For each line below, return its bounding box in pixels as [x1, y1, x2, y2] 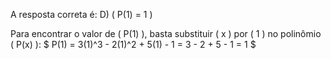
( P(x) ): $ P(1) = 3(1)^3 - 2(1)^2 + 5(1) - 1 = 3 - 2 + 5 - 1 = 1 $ [10, 39, 257, 50]
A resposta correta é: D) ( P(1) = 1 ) [10, 9, 153, 20]
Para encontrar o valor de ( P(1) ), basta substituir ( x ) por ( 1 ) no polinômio [10, 28, 322, 39]
